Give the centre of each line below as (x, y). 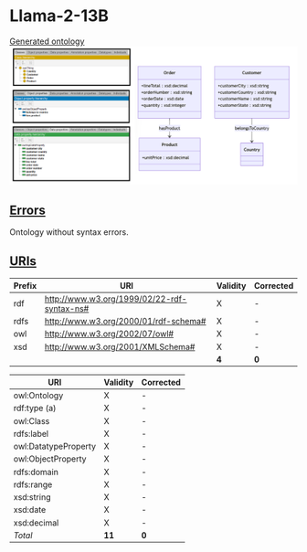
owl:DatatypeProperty (54, 446)
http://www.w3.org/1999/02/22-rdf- (116, 299)
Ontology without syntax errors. (69, 232)
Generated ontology (47, 41)
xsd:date (30, 510)
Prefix (25, 285)
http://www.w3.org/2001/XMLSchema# (120, 346)
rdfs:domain (36, 472)
